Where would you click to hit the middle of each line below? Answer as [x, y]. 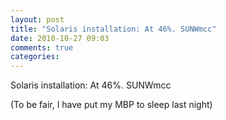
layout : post [37, 19]
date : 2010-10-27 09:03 [60, 38]
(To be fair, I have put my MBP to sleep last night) [111, 105]
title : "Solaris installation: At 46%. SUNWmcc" [113, 29]
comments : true [42, 47]
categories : [35, 57]
